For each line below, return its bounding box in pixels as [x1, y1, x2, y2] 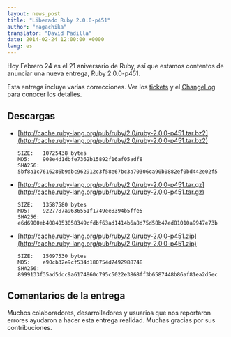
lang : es [7, 43, 33, 50]
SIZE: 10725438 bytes [17, 149, 87, 157]
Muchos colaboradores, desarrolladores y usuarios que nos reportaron [7, 308, 211, 317]
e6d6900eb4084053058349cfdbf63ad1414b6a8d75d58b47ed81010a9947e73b [17, 219, 218, 227]
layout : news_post [7, 10, 61, 17]
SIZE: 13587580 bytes [17, 201, 87, 208]
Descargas [7, 110, 56, 122]
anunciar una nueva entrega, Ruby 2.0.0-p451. [7, 69, 141, 77]
